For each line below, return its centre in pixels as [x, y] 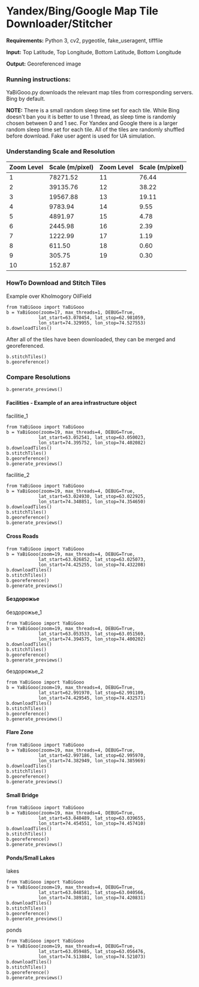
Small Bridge [22, 795]
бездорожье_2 [25, 671]
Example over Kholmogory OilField [49, 296]
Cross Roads [22, 536]
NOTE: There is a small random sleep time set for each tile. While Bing [93, 111]
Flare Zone [20, 732]
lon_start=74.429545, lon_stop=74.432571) [92, 698]
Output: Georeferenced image [44, 64]
